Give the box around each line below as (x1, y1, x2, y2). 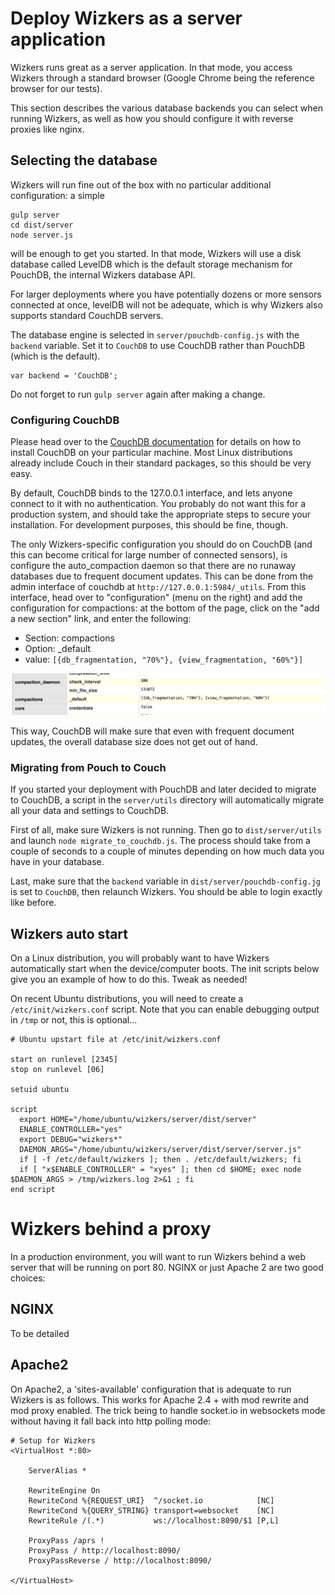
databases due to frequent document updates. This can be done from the (10, 570, 314, 582)
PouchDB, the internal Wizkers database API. (10, 268, 196, 281)
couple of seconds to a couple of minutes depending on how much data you (10, 845, 325, 857)
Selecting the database (10, 152, 158, 169)
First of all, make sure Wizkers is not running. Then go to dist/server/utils (10, 824, 322, 836)
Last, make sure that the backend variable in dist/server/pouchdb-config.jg (10, 875, 321, 887)
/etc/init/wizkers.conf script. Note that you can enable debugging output (10, 1003, 320, 1016)
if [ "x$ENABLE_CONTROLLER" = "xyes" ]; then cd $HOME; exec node (19, 1165, 302, 1175)
